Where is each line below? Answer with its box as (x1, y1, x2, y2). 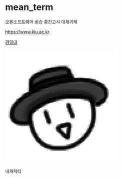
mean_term (5, 2, 53, 13)
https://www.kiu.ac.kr (5, 29, 50, 35)
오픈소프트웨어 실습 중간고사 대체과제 (5, 19, 77, 25)
